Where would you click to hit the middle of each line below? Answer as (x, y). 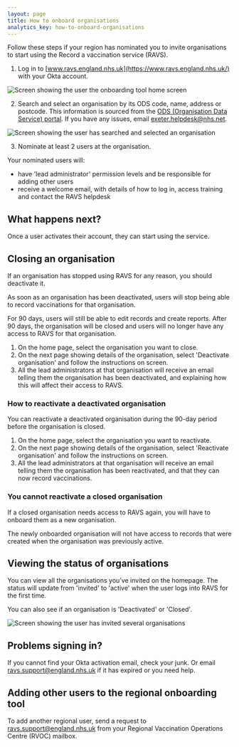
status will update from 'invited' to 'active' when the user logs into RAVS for (118, 588)
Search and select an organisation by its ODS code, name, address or (119, 104)
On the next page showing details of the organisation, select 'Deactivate (123, 355)
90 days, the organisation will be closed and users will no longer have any (116, 326)
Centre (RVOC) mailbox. (42, 736)
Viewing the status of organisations (88, 563)
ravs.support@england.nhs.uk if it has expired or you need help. (101, 670)
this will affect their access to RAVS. (70, 385)
